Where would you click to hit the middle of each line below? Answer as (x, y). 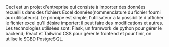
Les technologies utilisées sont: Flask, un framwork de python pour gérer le (84, 28)
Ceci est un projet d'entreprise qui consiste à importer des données (75, 7)
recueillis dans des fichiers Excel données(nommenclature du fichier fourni (83, 12)
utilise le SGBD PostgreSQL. (34, 39)
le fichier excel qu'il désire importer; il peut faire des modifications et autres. (84, 23)
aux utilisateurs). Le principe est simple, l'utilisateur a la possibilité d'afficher (84, 18)
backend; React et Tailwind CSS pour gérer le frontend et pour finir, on (78, 34)
